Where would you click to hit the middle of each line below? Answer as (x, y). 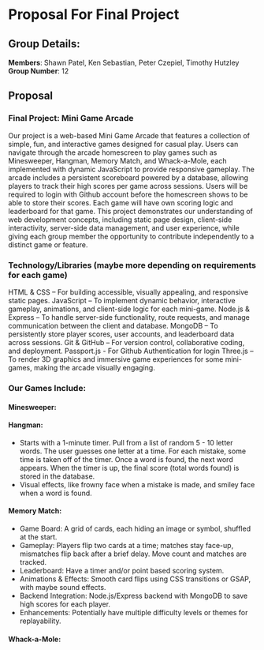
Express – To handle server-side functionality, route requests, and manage (129, 317)
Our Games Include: (47, 388)
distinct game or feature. (48, 244)
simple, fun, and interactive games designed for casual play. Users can (123, 144)
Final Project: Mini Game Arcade (71, 118)
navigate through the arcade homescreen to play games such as (113, 152)
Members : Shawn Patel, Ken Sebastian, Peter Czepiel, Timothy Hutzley (124, 62)
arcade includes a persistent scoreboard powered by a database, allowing (128, 177)
